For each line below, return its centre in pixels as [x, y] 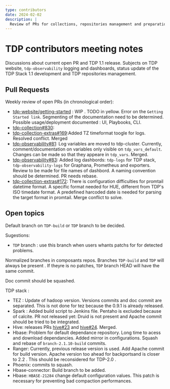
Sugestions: [18, 235]
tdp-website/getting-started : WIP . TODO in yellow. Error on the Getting [88, 111]
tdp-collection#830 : [33, 128]
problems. [23, 250]
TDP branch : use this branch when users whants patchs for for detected [88, 245]
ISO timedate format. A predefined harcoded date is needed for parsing [87, 192]
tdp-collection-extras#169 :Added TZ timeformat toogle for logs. [79, 133]
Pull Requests [27, 90]
